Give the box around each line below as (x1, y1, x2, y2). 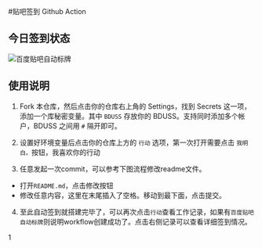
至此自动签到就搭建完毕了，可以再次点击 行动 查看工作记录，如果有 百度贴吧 (19, 207, 255, 217)
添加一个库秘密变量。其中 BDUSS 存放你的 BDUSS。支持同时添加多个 (19, 111, 239, 120)
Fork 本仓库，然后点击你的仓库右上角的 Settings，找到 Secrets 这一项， (19, 101, 251, 111)
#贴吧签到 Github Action (8, 7, 86, 16)
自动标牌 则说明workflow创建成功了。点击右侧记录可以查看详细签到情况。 (19, 217, 253, 226)
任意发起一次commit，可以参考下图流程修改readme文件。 (19, 164, 206, 174)
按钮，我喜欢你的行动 (31, 147, 100, 156)
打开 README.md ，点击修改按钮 (19, 181, 114, 190)
